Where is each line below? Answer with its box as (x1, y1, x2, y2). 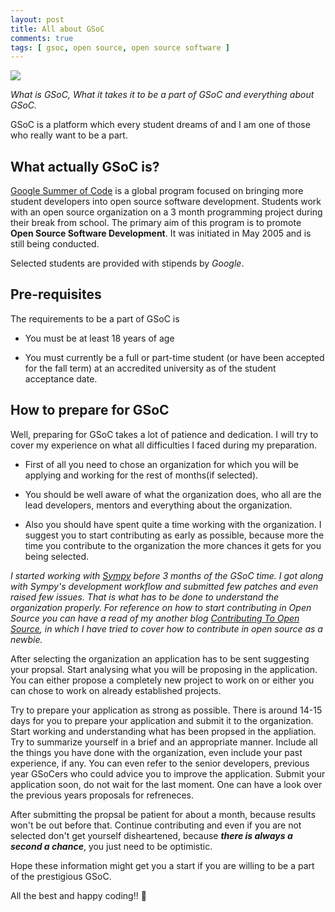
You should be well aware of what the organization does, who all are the (24, 488, 322, 500)
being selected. (24, 550, 90, 562)
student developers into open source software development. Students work (10, 196, 322, 208)
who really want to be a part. (10, 129, 128, 141)
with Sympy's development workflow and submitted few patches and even (10, 580, 319, 592)
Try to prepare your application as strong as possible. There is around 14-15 (10, 704, 323, 716)
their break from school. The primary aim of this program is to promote (10, 217, 302, 229)
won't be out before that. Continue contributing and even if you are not (10, 819, 302, 831)
